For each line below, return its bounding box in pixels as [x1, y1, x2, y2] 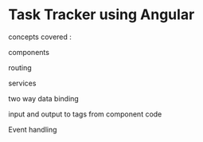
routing [8, 62, 32, 73]
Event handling [8, 124, 57, 134]
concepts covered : [8, 32, 72, 41]
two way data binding [8, 93, 80, 103]
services [8, 78, 37, 88]
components [8, 47, 50, 57]
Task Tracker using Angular [8, 6, 195, 24]
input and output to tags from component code [8, 109, 162, 119]
